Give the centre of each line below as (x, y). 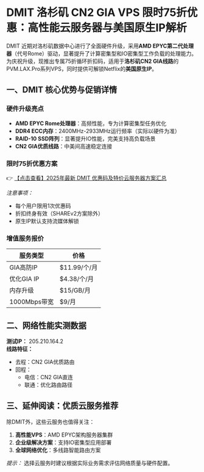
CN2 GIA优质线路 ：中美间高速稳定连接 (64, 146)
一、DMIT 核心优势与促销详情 (62, 90)
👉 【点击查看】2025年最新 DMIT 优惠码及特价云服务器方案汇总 (86, 178)
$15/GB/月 (75, 291)
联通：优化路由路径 (48, 385)
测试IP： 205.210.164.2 (35, 341)
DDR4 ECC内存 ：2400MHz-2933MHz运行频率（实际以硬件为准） (98, 131)
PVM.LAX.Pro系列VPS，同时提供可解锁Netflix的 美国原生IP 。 (82, 68)
